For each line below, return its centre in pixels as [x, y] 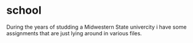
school [24, 10]
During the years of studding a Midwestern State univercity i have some [96, 27]
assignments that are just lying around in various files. [74, 33]
